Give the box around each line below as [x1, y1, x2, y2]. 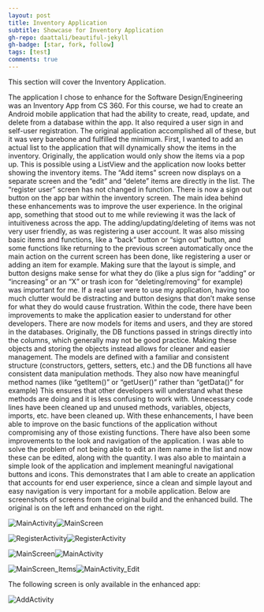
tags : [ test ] [8, 48, 51, 56]
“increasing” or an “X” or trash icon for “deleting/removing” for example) [8, 277, 244, 286]
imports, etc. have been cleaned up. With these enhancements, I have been [8, 411, 254, 420]
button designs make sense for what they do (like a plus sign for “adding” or [8, 268, 255, 278]
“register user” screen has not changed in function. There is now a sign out [8, 185, 252, 194]
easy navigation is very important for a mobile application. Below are [8, 486, 231, 495]
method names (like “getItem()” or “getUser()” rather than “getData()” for [8, 377, 244, 386]
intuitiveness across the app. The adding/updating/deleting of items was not [8, 218, 256, 227]
